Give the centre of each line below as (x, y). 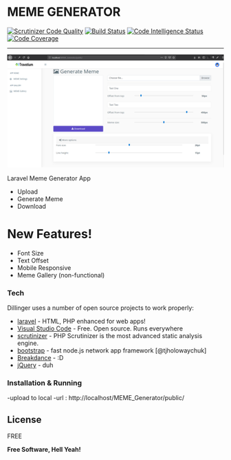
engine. (28, 343)
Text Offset (33, 260)
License (24, 420)
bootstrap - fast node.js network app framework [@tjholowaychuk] (112, 351)
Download (32, 206)
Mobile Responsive (44, 268)
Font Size (30, 253)
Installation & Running (45, 383)
